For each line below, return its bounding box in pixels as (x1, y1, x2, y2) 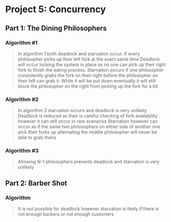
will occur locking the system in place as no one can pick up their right (17, 61, 166, 67)
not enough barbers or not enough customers (17, 211, 114, 217)
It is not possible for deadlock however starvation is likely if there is (17, 206, 159, 212)
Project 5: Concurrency (5, 4, 106, 15)
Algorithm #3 (5, 147, 39, 154)
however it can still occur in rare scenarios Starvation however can (17, 118, 158, 124)
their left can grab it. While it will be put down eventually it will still (17, 77, 156, 84)
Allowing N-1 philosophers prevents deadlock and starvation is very (17, 159, 160, 165)
